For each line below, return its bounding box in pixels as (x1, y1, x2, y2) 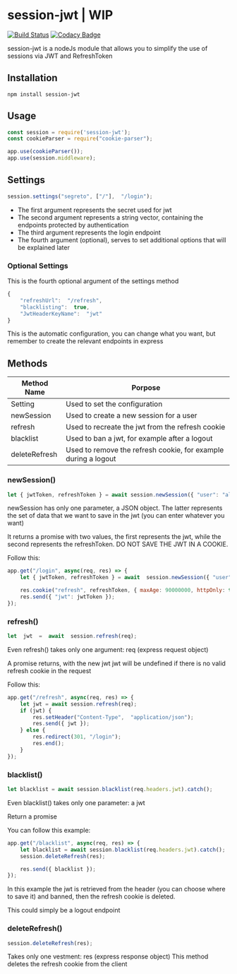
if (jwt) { (20, 707, 52, 714)
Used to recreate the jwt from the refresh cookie (66, 422, 226, 432)
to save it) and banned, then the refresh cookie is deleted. (7, 892, 176, 901)
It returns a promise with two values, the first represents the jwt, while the (7, 533, 221, 541)
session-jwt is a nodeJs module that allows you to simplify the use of (7, 44, 208, 52)
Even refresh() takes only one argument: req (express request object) (7, 645, 209, 653)
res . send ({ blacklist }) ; (20, 865, 97, 872)
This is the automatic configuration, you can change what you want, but (7, 329, 216, 338)
